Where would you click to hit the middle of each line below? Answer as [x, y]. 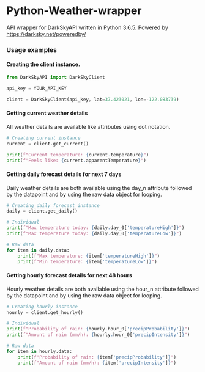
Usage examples [32, 49]
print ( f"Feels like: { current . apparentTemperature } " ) [76, 160]
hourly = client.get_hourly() [45, 312]
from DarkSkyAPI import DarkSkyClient [56, 78]
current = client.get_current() [47, 144]
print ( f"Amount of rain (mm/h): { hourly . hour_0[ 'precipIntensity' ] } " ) [98, 335]
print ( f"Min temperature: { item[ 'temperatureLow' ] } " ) [87, 261]
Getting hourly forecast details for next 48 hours [69, 275]
